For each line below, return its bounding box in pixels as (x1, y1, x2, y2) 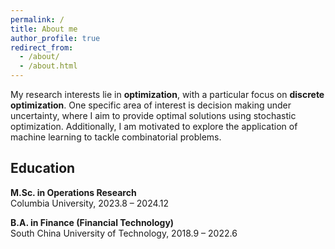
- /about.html (19, 61, 78, 71)
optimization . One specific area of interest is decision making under (10, 99, 292, 111)
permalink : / (10, 14, 65, 25)
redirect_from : (10, 42, 74, 53)
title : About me (10, 24, 78, 34)
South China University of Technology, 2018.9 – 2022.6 (10, 227, 238, 239)
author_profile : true (10, 33, 101, 43)
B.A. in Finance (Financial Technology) (10, 216, 175, 228)
